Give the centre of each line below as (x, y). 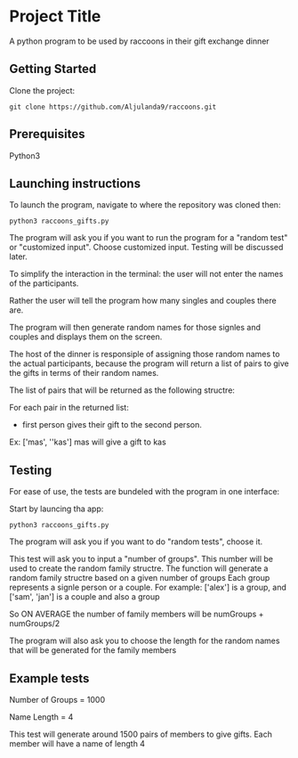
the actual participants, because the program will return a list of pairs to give (149, 363)
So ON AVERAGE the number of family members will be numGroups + (137, 614)
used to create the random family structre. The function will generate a (139, 568)
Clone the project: (42, 90)
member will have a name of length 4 (77, 744)
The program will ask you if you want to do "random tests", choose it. (136, 542)
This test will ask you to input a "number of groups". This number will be (141, 559)
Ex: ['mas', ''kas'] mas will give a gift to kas (88, 442)
